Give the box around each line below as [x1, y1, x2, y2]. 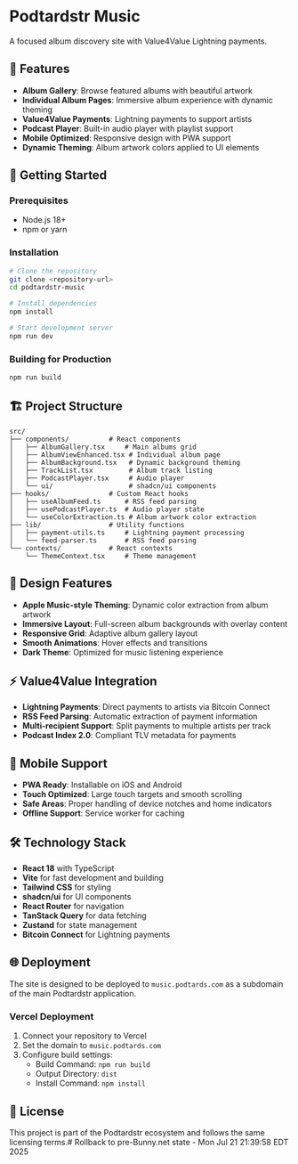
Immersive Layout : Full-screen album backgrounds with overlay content [21, 618, 288, 629]
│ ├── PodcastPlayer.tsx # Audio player [9, 474, 185, 483]
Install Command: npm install [35, 1078, 146, 1088]
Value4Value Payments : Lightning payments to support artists [21, 113, 253, 124]
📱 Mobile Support [9, 755, 109, 771]
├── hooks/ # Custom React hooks [9, 489, 189, 498]
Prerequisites [9, 194, 68, 207]
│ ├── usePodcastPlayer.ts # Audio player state [9, 505, 205, 514]
